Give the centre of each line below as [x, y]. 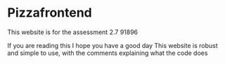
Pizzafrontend [50, 13]
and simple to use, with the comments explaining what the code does [108, 53]
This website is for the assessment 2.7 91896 [73, 32]
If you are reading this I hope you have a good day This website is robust [112, 45]
